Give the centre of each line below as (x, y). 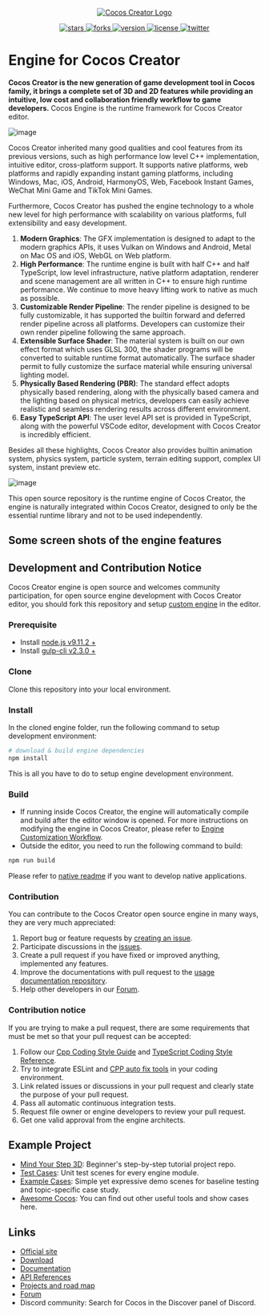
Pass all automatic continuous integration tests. (98, 1102)
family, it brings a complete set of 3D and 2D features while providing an (131, 91)
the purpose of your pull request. (74, 1094)
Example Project (50, 1145)
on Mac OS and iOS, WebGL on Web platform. (96, 255)
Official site (38, 1252)
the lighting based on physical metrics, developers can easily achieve (134, 400)
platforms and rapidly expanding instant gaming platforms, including (121, 173)
